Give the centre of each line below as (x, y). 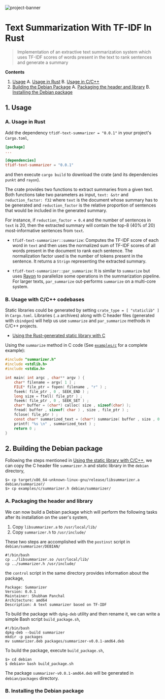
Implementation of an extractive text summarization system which (84, 52)
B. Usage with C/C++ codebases (45, 300)
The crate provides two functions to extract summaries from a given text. (79, 189)
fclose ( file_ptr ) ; (36, 415)
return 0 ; (25, 429)
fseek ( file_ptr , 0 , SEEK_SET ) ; (52, 401)
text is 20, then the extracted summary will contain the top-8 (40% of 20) (80, 225)
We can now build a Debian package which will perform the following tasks (81, 512)
